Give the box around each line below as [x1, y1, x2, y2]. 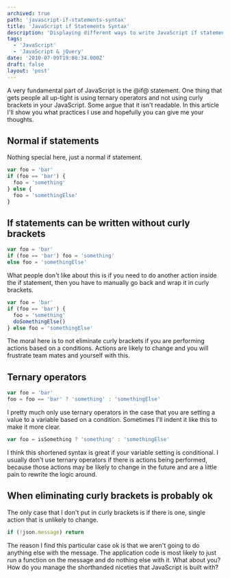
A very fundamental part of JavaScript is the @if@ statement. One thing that [7, 86, 222, 95]
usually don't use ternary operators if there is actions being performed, [7, 455, 207, 464]
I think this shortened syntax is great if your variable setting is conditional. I [7, 448, 219, 456]
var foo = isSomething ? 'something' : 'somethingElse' [7, 436, 170, 442]
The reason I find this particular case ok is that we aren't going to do [7, 541, 200, 549]
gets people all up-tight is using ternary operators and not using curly [7, 93, 203, 101]
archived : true [7, 10, 51, 17]
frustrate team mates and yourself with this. [7, 351, 130, 360]
